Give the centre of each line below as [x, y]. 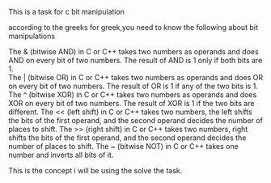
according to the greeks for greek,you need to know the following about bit [133, 27]
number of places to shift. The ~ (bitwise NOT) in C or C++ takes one [123, 146]
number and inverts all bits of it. [61, 155]
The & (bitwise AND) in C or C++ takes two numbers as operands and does [133, 51]
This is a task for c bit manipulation [67, 12]
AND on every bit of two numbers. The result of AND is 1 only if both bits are [135, 60]
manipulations [32, 36]
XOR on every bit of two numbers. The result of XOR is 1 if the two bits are [131, 103]
